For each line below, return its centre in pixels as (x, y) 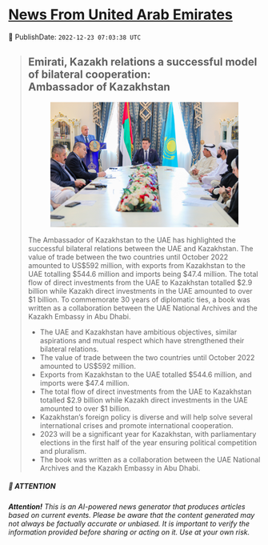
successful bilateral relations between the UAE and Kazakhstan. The (140, 248)
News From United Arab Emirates (121, 15)
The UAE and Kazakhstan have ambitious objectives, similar (138, 332)
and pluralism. (63, 451)
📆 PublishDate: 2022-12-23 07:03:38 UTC (75, 37)
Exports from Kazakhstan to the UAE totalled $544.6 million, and (146, 375)
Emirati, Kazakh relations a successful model (142, 62)
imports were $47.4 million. (84, 383)
